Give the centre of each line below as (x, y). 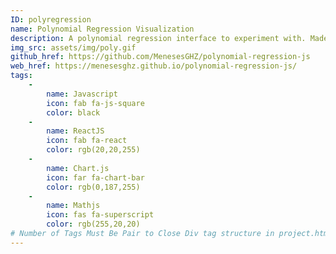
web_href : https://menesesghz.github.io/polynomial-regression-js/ (154, 66)
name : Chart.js (78, 168)
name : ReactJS (75, 131)
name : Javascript (82, 94)
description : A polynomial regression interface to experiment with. (158, 38)
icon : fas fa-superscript (100, 215)
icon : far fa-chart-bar (95, 177)
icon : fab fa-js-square (95, 103)
